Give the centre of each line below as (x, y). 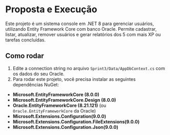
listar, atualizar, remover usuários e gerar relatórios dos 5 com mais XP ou (83, 34)
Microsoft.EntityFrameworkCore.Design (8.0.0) (64, 100)
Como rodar (25, 56)
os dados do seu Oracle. (39, 74)
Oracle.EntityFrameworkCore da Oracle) (54, 110)
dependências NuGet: (36, 84)
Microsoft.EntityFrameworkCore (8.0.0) (56, 94)
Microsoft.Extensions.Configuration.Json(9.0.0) (66, 127)
